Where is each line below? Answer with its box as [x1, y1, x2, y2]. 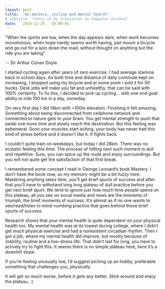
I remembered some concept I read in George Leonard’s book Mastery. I [5, 166, 151, 172]
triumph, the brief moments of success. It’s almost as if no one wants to [5, 198, 151, 204]
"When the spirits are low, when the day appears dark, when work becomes [5, 35, 159, 40]
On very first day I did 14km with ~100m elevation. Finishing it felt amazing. [5, 105, 157, 111]
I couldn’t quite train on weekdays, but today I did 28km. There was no [5, 141, 148, 147]
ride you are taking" [5, 50, 45, 56]
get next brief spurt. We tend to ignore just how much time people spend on [5, 187, 159, 193]
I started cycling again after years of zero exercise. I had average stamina [5, 70, 154, 75]
